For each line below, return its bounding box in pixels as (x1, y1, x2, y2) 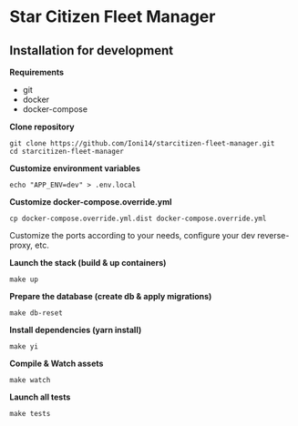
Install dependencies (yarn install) (9, 325, 142, 335)
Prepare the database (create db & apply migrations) (9, 291, 212, 301)
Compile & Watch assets (9, 358, 104, 369)
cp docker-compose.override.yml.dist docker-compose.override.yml (9, 214, 267, 223)
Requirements (9, 66, 65, 77)
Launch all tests (9, 391, 71, 402)
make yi (9, 342, 39, 351)
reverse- (257, 230, 290, 240)
